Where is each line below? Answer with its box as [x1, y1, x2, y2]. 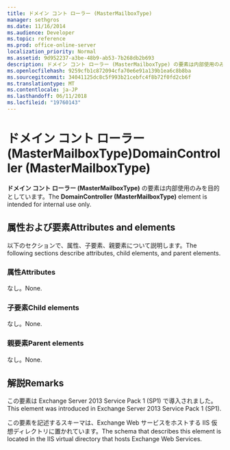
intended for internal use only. [7, 200, 92, 208]
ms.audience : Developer [7, 29, 75, 36]
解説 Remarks [7, 377, 64, 389]
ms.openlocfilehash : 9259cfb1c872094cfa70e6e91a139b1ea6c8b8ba [7, 67, 192, 74]
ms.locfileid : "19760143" [7, 99, 81, 106]
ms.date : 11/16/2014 [7, 23, 66, 29]
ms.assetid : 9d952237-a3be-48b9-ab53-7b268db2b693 [7, 55, 155, 62]
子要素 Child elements [7, 303, 80, 312]
